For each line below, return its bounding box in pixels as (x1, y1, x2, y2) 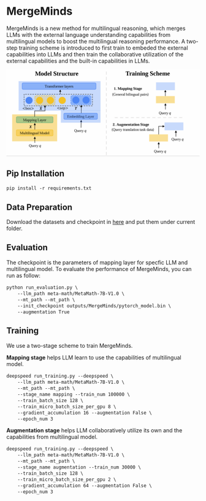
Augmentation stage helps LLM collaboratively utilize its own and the (6, 426, 183, 434)
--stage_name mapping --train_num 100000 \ (17, 391, 131, 397)
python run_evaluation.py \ (6, 284, 78, 291)
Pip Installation (6, 168, 65, 178)
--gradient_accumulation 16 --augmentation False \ (17, 410, 152, 416)
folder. (6, 224, 23, 232)
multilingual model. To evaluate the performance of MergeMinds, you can (6, 265, 192, 272)
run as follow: (6, 272, 41, 279)
